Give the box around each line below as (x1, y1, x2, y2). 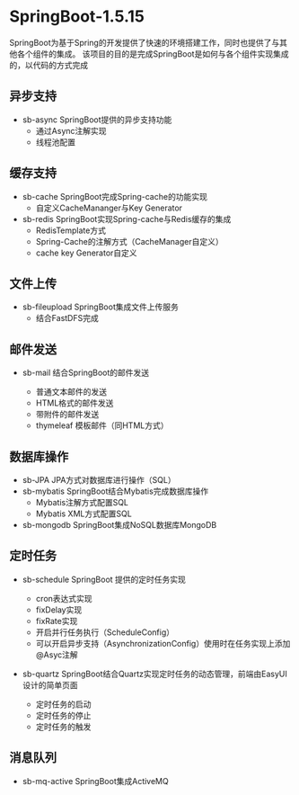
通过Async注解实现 (35, 125, 107, 136)
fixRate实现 (35, 615, 78, 626)
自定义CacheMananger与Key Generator (35, 202, 182, 213)
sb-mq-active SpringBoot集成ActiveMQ (22, 775, 169, 786)
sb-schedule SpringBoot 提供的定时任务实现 (22, 574, 187, 585)
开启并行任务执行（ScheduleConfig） (35, 627, 175, 638)
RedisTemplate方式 (35, 225, 106, 236)
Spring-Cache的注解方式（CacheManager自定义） (35, 236, 224, 246)
